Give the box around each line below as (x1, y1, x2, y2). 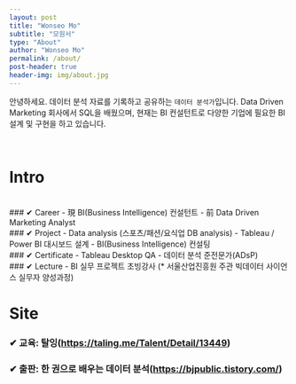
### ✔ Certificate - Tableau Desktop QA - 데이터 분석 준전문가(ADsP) (9, 249, 259, 260)
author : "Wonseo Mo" (9, 46, 86, 55)
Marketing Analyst (9, 216, 76, 227)
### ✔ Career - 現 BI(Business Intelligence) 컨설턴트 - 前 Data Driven (9, 207, 260, 217)
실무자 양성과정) (18, 271, 74, 282)
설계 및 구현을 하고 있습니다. (9, 118, 106, 129)
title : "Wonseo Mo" (9, 21, 82, 30)
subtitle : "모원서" (9, 29, 75, 38)
